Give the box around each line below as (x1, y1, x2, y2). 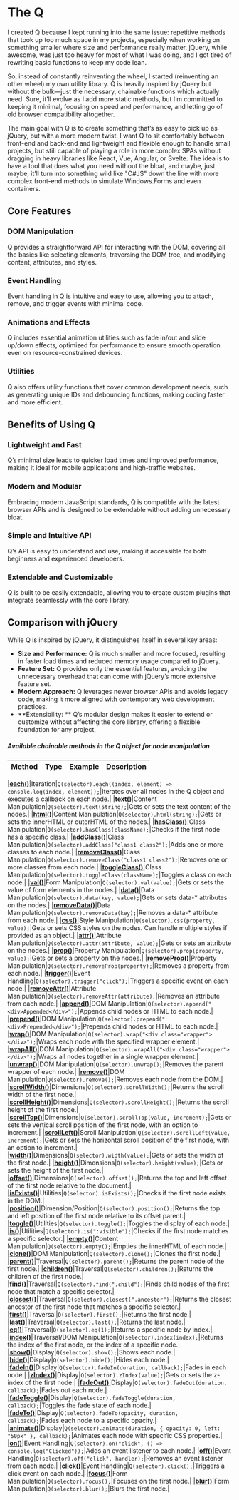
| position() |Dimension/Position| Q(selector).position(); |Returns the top (7, 1203, 221, 1213)
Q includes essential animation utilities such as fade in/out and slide (7, 333, 206, 342)
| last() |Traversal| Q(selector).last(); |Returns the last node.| (7, 1317, 186, 1326)
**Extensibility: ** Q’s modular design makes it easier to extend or (17, 710, 213, 718)
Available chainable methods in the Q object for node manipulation (7, 741, 210, 750)
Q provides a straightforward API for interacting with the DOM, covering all (7, 243, 225, 251)
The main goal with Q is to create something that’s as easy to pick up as (7, 123, 218, 132)
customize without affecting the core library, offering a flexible (17, 718, 201, 726)
